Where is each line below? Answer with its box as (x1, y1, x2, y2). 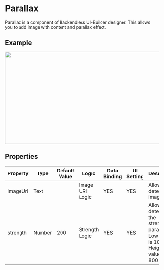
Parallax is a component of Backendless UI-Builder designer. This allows (5, 19, 151, 25)
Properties (5, 152, 38, 161)
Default (57, 167, 75, 174)
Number (33, 229, 52, 236)
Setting (126, 173, 144, 180)
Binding (103, 173, 122, 180)
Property (7, 170, 29, 177)
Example (5, 39, 32, 47)
